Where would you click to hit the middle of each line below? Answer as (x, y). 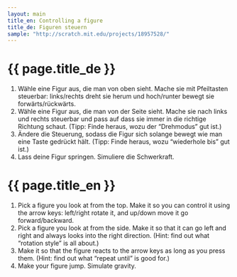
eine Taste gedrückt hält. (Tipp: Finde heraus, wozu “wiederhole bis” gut (124, 142)
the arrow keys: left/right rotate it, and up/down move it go (103, 213)
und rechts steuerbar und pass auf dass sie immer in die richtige (112, 119)
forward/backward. (46, 221)
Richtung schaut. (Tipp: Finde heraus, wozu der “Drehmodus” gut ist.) (120, 127)
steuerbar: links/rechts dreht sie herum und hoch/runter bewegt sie (116, 96)
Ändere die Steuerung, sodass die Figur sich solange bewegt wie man (120, 134)
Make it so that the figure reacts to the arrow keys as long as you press (121, 251)
